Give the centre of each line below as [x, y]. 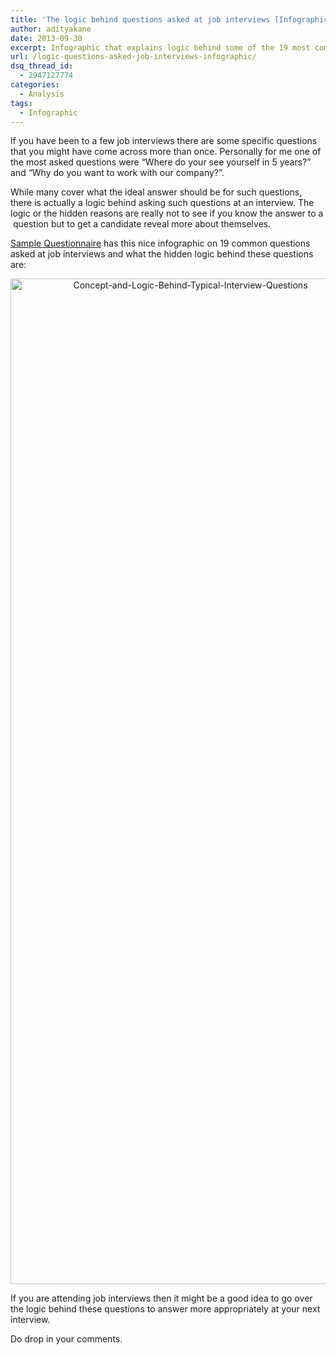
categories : [35, 85]
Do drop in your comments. [66, 1339]
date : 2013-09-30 [46, 38]
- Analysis [42, 94]
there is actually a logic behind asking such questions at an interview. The [162, 203]
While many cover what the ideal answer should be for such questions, [156, 192]
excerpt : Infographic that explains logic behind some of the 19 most [160, 47]
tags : [21, 103]
